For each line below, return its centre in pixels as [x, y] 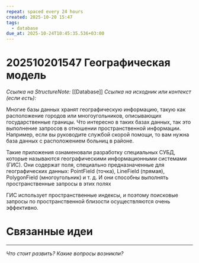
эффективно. [22, 208]
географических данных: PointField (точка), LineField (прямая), [85, 171]
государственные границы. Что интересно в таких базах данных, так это [99, 122]
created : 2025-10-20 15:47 [39, 17]
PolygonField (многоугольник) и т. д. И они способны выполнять [87, 177]
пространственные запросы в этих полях [59, 184]
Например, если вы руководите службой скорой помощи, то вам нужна [98, 135]
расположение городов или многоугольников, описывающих [84, 116]
